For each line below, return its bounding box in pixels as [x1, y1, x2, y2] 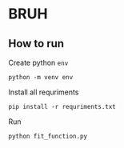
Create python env [8, 58, 69, 67]
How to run [8, 37, 65, 50]
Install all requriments [8, 87, 79, 97]
